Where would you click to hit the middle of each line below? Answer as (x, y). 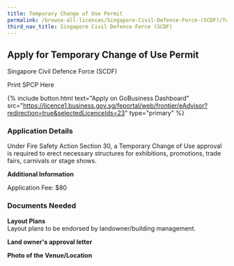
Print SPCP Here (31, 85)
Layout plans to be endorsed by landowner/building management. (102, 228)
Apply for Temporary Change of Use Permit (103, 55)
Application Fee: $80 (37, 188)
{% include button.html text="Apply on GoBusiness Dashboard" (98, 99)
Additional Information (41, 174)
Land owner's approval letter (50, 242)
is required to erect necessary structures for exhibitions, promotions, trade (114, 153)
